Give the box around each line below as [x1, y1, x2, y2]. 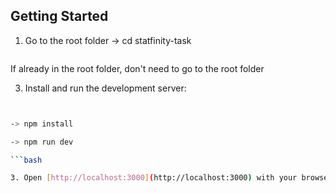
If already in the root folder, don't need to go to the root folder [10, 62, 265, 74]
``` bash [10, 155, 43, 165]
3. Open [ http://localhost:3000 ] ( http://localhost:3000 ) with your [10, 173, 298, 183]
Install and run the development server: [24, 82, 187, 94]
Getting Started [10, 8, 109, 25]
